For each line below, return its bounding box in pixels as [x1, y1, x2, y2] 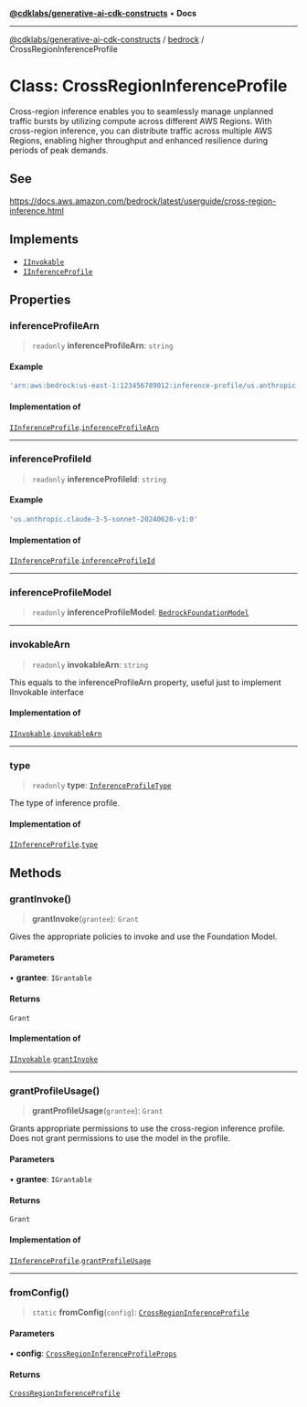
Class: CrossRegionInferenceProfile [9, 76, 288, 97]
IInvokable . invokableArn [9, 727, 102, 738]
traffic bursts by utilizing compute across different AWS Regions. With [9, 115, 272, 126]
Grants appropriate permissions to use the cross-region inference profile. [9, 1123, 286, 1134]
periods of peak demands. [9, 144, 109, 155]
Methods [9, 865, 62, 881]
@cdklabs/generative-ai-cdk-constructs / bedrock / [9, 34, 205, 45]
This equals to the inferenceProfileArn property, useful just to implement [9, 676, 281, 688]
